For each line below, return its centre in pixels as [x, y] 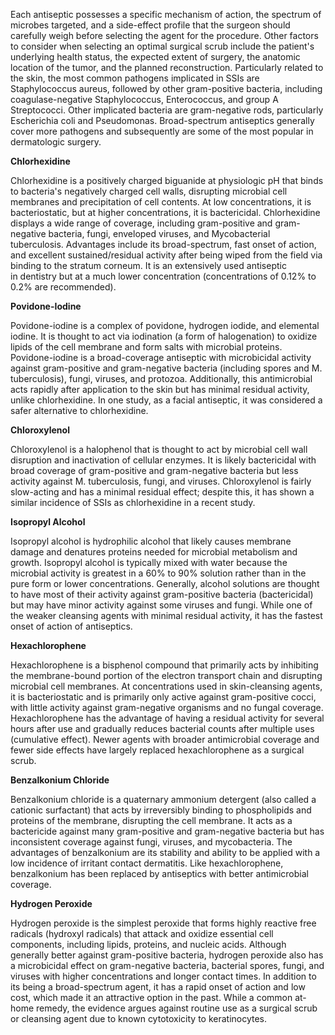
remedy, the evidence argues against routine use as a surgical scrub [177, 1008]
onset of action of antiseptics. [71, 626]
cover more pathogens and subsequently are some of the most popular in [162, 131]
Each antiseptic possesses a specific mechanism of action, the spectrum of [166, 14]
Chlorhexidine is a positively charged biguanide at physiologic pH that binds [167, 180]
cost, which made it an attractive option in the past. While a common [151, 997]
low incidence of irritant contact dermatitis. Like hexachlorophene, [147, 863]
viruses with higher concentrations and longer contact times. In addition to [163, 976]
